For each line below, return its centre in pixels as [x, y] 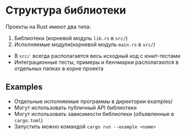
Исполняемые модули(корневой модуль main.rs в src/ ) [84, 44]
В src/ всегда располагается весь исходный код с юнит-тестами [97, 56]
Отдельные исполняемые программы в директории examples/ [93, 101]
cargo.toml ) [28, 120]
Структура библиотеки [66, 10]
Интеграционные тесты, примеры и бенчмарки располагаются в [96, 62]
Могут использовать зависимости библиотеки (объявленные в [94, 114]
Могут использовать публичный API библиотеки [75, 108]
